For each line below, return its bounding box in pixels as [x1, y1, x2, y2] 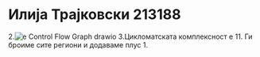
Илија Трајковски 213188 [8, 6, 181, 24]
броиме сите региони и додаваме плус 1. [8, 40, 149, 49]
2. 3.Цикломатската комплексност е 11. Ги [8, 32, 253, 41]
